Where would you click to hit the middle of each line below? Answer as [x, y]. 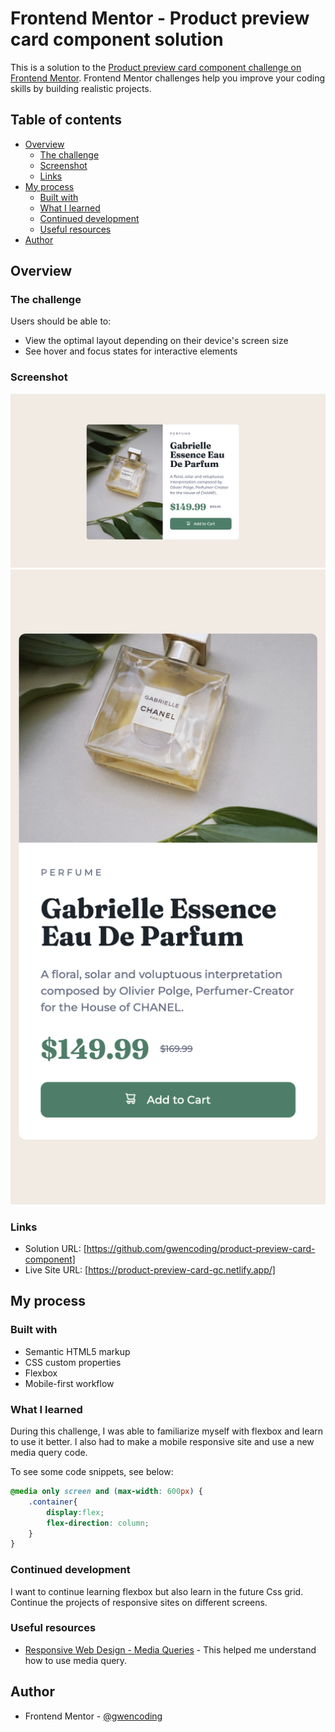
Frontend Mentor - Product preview [160, 18]
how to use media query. [76, 1660]
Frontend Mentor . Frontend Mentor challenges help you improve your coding [168, 78]
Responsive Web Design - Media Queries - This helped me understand [170, 1649]
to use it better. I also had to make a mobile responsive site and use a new [162, 1442]
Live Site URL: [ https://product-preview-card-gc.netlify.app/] [150, 1270]
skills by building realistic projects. [81, 88]
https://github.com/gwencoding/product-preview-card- [201, 1249]
